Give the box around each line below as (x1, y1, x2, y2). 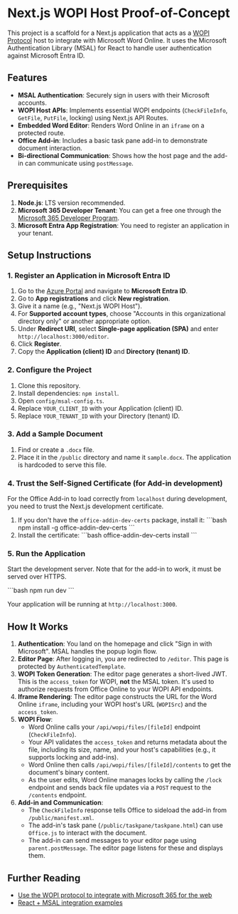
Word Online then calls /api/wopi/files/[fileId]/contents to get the (28, 760, 232, 769)
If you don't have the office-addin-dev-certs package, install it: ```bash (17, 516, 227, 525)
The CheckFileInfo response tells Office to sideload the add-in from (28, 806, 227, 814)
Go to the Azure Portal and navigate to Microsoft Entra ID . (17, 287, 188, 295)
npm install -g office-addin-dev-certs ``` (17, 523, 135, 532)
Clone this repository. (17, 381, 81, 389)
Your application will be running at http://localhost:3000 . (7, 600, 178, 609)
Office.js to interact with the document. (28, 829, 147, 837)
